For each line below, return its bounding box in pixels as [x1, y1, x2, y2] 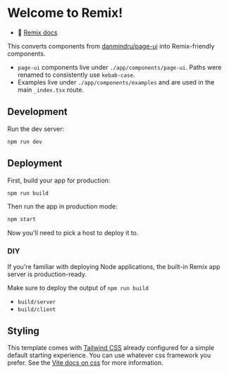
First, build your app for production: [7, 176, 111, 185]
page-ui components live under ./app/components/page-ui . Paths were [17, 63, 222, 71]
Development [7, 106, 68, 118]
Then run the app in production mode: [7, 202, 118, 211]
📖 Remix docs [17, 28, 58, 37]
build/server [17, 298, 56, 306]
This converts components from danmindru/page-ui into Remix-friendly [7, 42, 215, 50]
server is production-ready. [7, 270, 87, 278]
